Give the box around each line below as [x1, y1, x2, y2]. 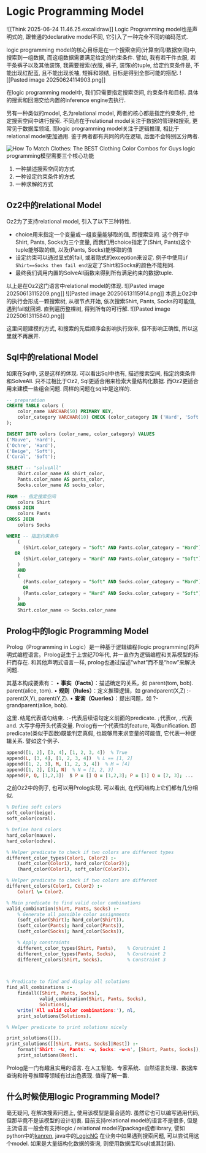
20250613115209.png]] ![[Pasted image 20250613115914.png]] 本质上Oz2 [6, 290, 193, 297]
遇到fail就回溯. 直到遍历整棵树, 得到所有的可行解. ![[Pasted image [6, 305, 170, 313]
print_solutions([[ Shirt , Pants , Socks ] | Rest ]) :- [6, 1041, 139, 1047]
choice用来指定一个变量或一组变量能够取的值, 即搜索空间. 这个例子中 [15, 230, 189, 238]
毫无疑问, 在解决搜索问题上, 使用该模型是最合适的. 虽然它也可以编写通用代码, [6, 1109, 200, 1116]
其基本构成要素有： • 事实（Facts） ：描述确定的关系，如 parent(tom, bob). [6, 680, 194, 686]
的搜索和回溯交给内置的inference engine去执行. [6, 96, 126, 104]
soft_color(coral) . [6, 815, 56, 822]
